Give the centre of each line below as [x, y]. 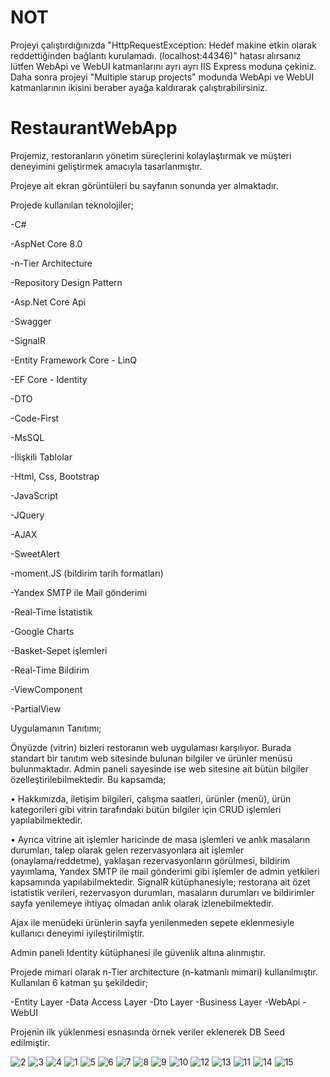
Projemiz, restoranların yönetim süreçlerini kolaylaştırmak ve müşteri [151, 155]
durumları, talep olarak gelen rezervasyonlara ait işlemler [127, 850]
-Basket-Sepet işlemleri [59, 650]
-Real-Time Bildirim [50, 670]
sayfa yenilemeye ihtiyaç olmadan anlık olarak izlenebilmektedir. [142, 903]
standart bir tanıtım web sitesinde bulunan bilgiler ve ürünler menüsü [151, 758]
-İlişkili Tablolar [41, 457]
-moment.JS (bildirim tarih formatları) [87, 573]
